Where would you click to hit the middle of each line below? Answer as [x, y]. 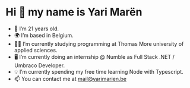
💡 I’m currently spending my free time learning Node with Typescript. [99, 71]
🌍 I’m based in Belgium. [44, 35]
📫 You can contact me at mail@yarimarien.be [70, 78]
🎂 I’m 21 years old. [37, 29]
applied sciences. [36, 50]
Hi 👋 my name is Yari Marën [74, 12]
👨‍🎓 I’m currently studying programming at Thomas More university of [99, 43]
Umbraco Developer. [39, 65]
